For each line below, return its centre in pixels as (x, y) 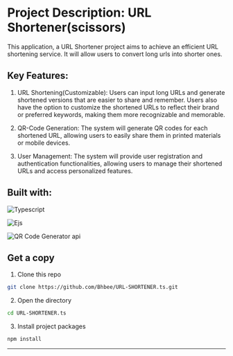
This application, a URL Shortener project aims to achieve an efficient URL (113, 46)
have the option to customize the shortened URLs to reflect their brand (118, 107)
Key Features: (38, 76)
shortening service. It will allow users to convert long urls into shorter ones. (115, 54)
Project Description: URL (79, 13)
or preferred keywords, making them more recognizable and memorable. (121, 114)
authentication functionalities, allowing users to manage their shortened (120, 163)
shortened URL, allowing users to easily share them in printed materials (119, 135)
